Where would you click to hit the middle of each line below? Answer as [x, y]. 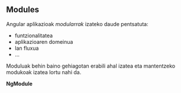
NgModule [19, 84]
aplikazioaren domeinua [44, 41]
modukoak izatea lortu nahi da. [44, 72]
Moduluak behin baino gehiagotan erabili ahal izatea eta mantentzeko [91, 66]
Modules [23, 10]
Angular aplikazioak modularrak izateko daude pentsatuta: [77, 24]
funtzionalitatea [34, 36]
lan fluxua [27, 48]
